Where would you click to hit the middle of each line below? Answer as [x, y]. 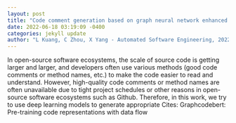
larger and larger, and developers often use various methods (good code [112, 67]
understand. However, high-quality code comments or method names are [113, 82]
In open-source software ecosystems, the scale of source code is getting [113, 60]
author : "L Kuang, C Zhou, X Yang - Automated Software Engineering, [111, 40]
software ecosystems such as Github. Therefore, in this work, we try [128, 97]
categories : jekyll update [47, 33]
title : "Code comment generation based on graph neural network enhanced [118, 20]
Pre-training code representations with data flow [78, 112]
